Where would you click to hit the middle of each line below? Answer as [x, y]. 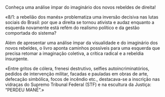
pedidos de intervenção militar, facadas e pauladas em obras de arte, [77, 74]
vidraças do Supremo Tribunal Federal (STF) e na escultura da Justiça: [78, 84]
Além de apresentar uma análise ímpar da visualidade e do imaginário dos [81, 43]
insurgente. [17, 59]
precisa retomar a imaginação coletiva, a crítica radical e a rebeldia [74, 53]
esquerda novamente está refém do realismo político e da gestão [72, 28]
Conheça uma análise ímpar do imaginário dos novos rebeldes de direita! [81, 7]
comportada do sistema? [31, 33]
